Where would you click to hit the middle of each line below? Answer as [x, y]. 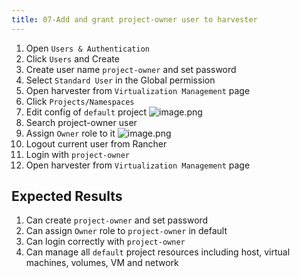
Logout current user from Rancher [96, 143]
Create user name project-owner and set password [131, 69]
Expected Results [67, 196]
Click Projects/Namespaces [80, 101]
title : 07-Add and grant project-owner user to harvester [134, 19]
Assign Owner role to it [70, 133]
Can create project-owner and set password [117, 220]
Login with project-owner [78, 154]
